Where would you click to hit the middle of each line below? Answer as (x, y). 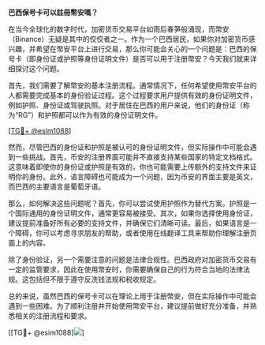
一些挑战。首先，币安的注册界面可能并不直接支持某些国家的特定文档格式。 (136, 157)
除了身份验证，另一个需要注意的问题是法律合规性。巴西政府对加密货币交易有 (132, 259)
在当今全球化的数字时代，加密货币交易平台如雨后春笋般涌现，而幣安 (119, 29)
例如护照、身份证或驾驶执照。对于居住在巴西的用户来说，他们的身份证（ (125, 105)
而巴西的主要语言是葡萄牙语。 (56, 186)
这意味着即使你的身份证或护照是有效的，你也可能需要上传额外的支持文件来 (129, 167)
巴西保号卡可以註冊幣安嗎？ (53, 12)
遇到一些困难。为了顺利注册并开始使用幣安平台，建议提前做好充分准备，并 (129, 306)
